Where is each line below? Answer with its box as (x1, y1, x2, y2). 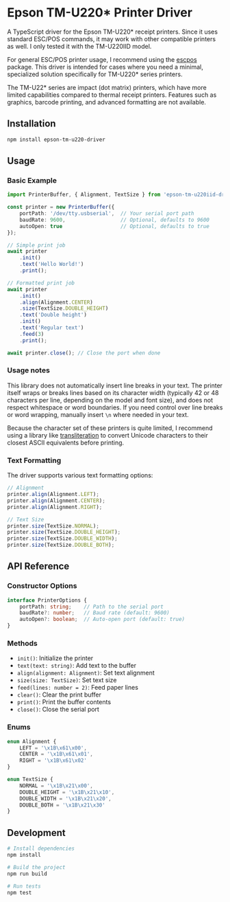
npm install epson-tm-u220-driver (7, 136, 106, 143)
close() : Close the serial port (16, 706, 99, 714)
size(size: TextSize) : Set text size (16, 676, 117, 684)
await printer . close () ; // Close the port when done (7, 349, 161, 357)
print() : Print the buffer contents (16, 698, 112, 706)
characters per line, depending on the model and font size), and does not (7, 396, 214, 404)
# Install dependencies (7, 845, 75, 853)
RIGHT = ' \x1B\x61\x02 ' (19, 757, 88, 764)
